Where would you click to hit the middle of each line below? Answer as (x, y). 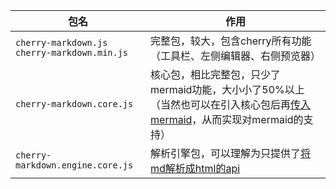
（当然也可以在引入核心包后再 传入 (231, 104)
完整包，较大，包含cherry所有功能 (231, 41)
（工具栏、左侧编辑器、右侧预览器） (236, 56)
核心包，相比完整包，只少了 (216, 74)
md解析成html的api (195, 168)
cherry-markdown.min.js (72, 52)
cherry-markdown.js (61, 42)
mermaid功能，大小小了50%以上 (227, 89)
